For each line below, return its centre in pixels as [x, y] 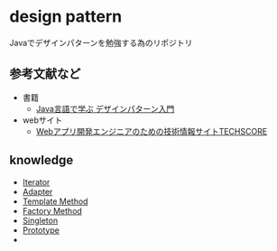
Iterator [36, 181]
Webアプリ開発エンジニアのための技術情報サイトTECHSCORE [152, 131]
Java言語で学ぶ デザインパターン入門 [105, 108]
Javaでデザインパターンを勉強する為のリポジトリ [101, 42]
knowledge [42, 160]
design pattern [66, 17]
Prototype [41, 230]
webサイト [42, 120]
